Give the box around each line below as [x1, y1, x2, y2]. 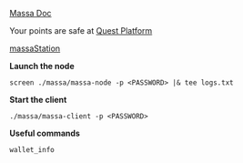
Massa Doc [9, 8, 52, 18]
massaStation [9, 43, 61, 54]
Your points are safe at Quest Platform [9, 25, 153, 36]
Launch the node [9, 61, 75, 71]
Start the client [9, 95, 67, 105]
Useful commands [9, 127, 80, 138]
